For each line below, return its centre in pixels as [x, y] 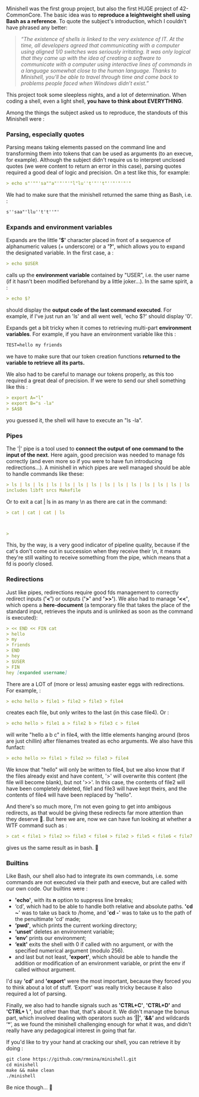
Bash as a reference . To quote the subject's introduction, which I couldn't [97, 21]
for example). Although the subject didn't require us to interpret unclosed [96, 160]
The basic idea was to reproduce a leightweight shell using [117, 15]
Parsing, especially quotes [45, 134]
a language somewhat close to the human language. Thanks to [99, 70]
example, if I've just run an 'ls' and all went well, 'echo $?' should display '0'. [99, 316]
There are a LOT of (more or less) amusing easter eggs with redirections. [95, 684]
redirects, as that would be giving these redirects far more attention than [95, 813]
